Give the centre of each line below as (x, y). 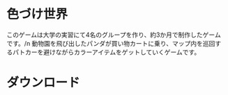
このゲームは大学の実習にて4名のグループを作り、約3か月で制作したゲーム (114, 35)
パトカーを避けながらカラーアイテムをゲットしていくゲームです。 (106, 52)
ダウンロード (44, 83)
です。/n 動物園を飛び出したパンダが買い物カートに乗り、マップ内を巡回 (111, 43)
